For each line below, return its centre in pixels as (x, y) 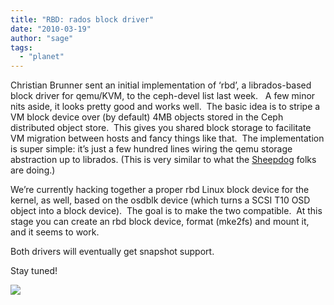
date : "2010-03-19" (51, 29)
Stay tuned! (34, 271)
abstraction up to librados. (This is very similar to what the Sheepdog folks (163, 160)
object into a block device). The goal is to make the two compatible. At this (166, 211)
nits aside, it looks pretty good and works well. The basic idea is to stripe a (165, 107)
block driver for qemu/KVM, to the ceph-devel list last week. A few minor (163, 96)
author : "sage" (42, 38)
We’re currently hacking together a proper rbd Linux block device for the (160, 190)
